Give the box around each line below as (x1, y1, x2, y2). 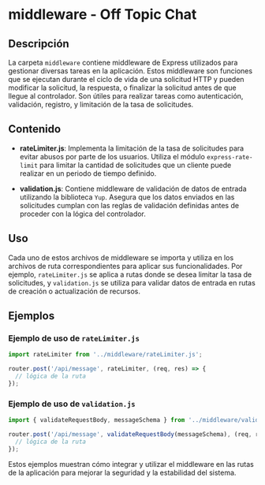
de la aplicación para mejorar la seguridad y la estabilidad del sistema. (8, 468, 237, 477)
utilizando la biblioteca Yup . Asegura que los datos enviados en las (19, 192, 235, 202)
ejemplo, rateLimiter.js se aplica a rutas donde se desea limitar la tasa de (8, 270, 252, 279)
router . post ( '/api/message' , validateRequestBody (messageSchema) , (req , (8, 430, 252, 438)
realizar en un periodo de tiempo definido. (19, 168, 157, 178)
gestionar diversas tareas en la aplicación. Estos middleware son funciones (8, 66, 253, 76)
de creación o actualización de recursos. (8, 286, 140, 296)
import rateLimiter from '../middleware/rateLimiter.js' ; (8, 351, 203, 359)
